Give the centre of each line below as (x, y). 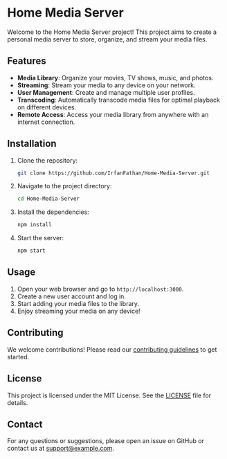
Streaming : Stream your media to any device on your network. (106, 85)
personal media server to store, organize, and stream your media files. (107, 39)
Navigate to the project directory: (64, 186)
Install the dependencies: (53, 212)
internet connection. (46, 122)
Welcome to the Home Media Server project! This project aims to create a (112, 32)
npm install (34, 225)
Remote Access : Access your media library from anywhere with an (113, 114)
